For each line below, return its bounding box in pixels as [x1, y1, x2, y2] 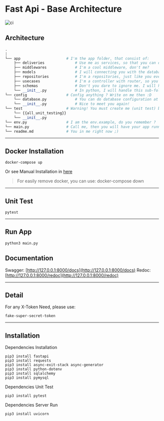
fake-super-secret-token [5, 314, 56, 319]
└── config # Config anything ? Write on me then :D [5, 92, 152, 98]
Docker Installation [5, 147, 64, 155]
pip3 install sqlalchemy [5, 371, 56, 376]
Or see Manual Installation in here [5, 169, 73, 174]
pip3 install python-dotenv [5, 367, 62, 372]
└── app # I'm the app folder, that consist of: [5, 56, 150, 61]
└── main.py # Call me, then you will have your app [5, 124, 150, 129]
